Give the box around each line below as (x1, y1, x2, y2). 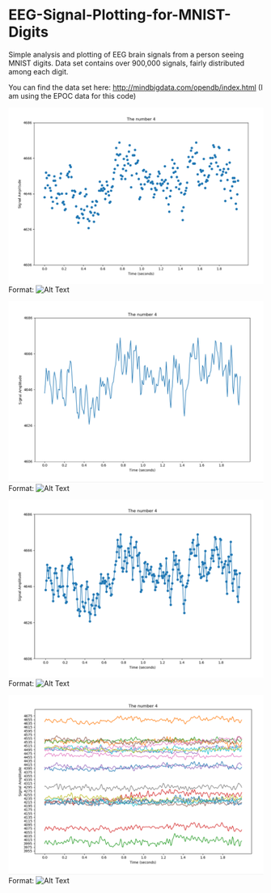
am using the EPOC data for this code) (8, 91, 137, 100)
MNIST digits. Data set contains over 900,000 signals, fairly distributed (8, 58, 245, 68)
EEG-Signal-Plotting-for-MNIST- (8, 6, 231, 24)
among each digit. (8, 66, 69, 76)
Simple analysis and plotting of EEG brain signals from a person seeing (8, 49, 244, 59)
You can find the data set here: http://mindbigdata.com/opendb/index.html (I (8, 83, 263, 92)
